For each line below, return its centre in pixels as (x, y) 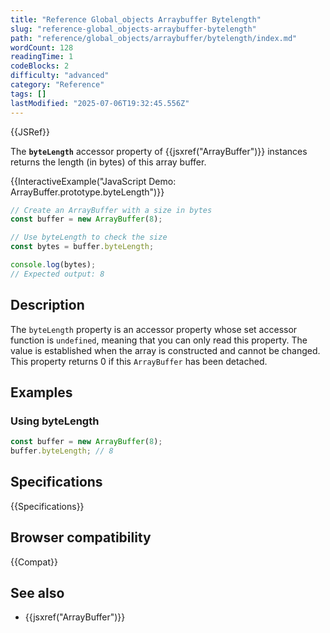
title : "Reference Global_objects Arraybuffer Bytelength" (136, 19)
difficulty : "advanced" (60, 76)
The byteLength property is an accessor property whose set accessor (154, 329)
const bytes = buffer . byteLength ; (82, 247)
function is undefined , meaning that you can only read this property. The (159, 340)
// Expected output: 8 (57, 274)
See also (37, 593)
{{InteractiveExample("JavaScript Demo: (93, 181)
